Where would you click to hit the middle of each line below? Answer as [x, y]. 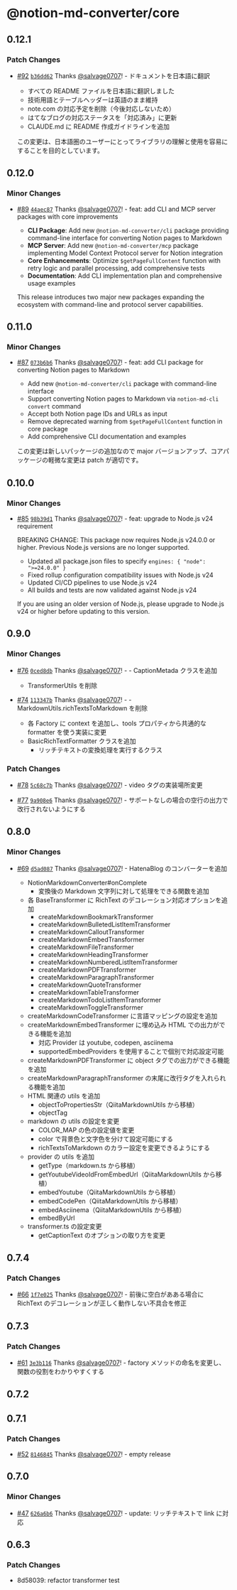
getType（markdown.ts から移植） [89, 1165]
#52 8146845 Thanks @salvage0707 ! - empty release [94, 1454]
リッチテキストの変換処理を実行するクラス [100, 750]
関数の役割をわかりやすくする [60, 1371]
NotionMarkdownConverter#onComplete [87, 882]
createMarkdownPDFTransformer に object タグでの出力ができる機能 [128, 1060]
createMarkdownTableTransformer [89, 992]
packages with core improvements [67, 216]
